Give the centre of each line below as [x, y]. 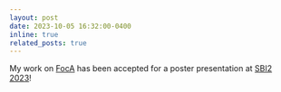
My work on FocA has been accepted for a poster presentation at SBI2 [141, 69]
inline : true [34, 34]
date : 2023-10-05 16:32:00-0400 [70, 26]
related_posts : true [48, 43]
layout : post [34, 18]
